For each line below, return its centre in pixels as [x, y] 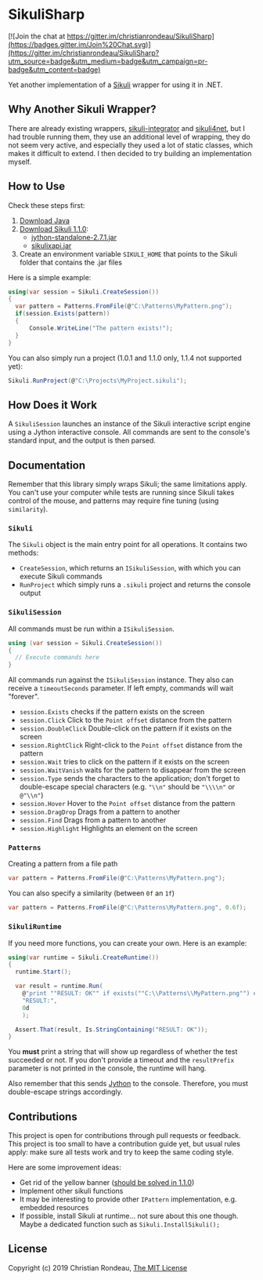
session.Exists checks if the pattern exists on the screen [112, 712]
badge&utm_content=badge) [54, 69]
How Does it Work [53, 405]
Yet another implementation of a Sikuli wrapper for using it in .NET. [115, 85]
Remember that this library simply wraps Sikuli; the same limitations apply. [128, 484]
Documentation [47, 465]
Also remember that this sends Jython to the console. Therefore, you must [128, 1084]
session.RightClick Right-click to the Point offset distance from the [131, 745]
